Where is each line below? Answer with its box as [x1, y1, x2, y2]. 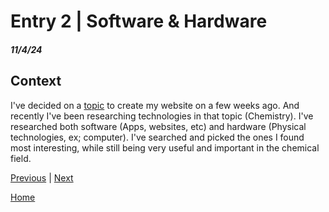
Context [10, 73, 62, 90]
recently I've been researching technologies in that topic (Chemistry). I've [10, 110, 314, 122]
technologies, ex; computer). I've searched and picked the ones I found [10, 131, 305, 143]
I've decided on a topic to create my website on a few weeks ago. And [10, 99, 300, 111]
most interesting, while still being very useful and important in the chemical [10, 141, 320, 154]
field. [10, 152, 32, 164]
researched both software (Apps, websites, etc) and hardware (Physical [10, 120, 307, 132]
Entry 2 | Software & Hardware [10, 10, 268, 33]
